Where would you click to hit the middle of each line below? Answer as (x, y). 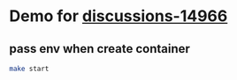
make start (29, 69)
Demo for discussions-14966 (119, 16)
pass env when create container (99, 49)
